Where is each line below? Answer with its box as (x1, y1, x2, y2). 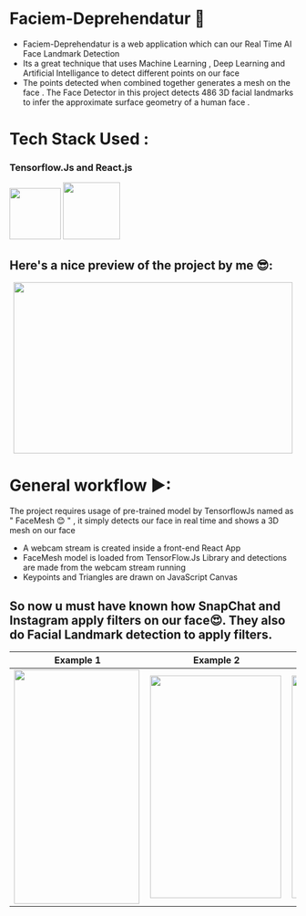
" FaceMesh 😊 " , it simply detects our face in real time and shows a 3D (9, 515, 280, 526)
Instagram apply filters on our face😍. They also (9, 612, 286, 628)
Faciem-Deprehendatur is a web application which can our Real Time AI (22, 38, 292, 49)
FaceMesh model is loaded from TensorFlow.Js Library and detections (22, 553, 287, 563)
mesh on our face (9, 525, 76, 536)
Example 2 (192, 653, 240, 666)
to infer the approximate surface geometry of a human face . (22, 96, 250, 108)
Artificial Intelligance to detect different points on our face (22, 68, 240, 79)
